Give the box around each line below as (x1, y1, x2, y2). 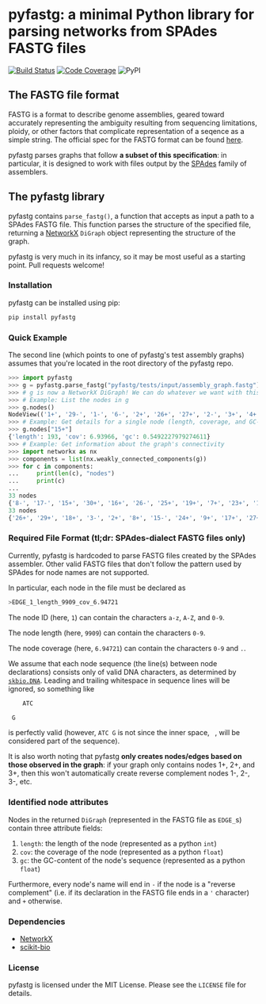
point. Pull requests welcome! (8, 260, 105, 270)
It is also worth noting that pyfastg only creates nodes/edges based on (8, 752, 242, 761)
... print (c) (8, 477, 66, 485)
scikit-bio (19, 942, 51, 952)
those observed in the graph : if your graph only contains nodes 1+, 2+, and (8, 760, 256, 770)
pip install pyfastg (8, 313, 77, 321)
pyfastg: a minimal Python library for (8, 6, 255, 24)
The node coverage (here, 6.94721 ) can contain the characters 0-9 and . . (8, 643, 247, 653)
